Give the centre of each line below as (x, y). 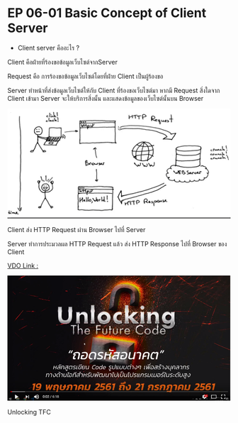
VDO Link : (23, 266)
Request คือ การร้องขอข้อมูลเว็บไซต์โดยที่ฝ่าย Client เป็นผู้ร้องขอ (85, 76)
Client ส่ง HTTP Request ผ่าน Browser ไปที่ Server (76, 230)
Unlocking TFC (29, 412)
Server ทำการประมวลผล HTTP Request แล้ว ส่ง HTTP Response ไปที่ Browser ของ (117, 244)
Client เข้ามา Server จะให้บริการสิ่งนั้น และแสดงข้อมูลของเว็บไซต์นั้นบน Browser (106, 98)
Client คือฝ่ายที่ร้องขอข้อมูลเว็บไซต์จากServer (63, 62)
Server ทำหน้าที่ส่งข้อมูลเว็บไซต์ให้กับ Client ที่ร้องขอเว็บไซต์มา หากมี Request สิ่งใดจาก (114, 90)
